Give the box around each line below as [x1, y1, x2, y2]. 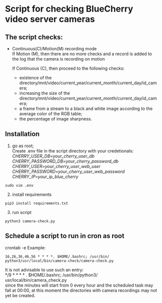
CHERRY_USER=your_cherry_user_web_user [12, 163, 101, 169]
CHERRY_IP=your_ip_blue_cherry [12, 173, 79, 180]
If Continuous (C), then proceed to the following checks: [12, 65, 125, 71]
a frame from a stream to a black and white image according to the [19, 106, 153, 111]
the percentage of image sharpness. [19, 116, 92, 121]
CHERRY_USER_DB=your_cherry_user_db [12, 153, 95, 159]
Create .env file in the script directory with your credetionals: [12, 148, 134, 153]
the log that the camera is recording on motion [12, 56, 105, 61]
